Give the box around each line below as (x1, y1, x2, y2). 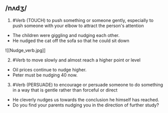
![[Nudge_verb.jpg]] (5, 47, 46, 53)
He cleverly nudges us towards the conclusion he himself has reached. (12, 96, 159, 102)
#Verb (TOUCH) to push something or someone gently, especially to (12, 17, 154, 23)
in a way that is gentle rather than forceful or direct (12, 87, 118, 93)
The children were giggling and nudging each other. (12, 32, 120, 38)
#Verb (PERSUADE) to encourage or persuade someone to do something (12, 81, 163, 87)
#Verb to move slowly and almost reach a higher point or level (12, 57, 141, 63)
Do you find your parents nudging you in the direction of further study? (12, 102, 159, 108)
